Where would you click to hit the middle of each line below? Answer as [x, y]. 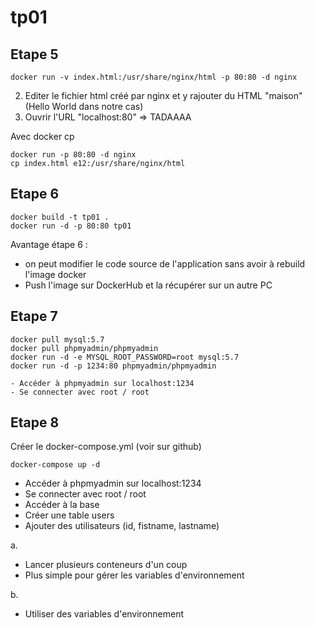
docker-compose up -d [55, 465]
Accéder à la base [62, 505]
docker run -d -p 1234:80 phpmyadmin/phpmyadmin [113, 366]
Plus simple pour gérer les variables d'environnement [134, 575]
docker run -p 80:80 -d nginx [73, 155]
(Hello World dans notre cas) [84, 106]
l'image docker [55, 274]
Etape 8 [35, 422]
